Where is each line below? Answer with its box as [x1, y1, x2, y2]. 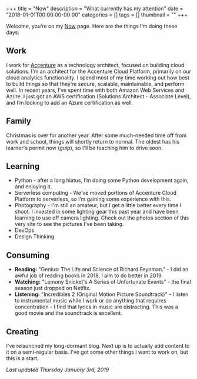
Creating [6, 327, 39, 337]
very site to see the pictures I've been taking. [14, 221, 125, 228]
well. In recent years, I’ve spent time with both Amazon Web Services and [6, 87, 185, 94]
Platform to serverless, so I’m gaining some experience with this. [14, 195, 172, 202]
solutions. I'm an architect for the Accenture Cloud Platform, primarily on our [6, 68, 192, 75]
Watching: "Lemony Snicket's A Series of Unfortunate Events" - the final [14, 278, 191, 285]
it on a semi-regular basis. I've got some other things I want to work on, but [6, 348, 188, 355]
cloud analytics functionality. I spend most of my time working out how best [6, 74, 190, 81]
